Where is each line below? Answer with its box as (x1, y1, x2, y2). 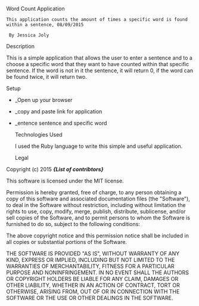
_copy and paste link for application (14, 108, 102, 115)
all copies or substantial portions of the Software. (6, 239, 127, 245)
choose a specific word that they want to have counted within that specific (6, 61, 189, 67)
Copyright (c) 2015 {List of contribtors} (6, 166, 104, 172)
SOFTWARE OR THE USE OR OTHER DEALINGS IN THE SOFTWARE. (6, 295, 173, 301)
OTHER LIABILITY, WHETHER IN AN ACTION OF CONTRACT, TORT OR (6, 282, 180, 289)
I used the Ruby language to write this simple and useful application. (14, 143, 183, 150)
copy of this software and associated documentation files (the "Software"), (6, 195, 191, 202)
